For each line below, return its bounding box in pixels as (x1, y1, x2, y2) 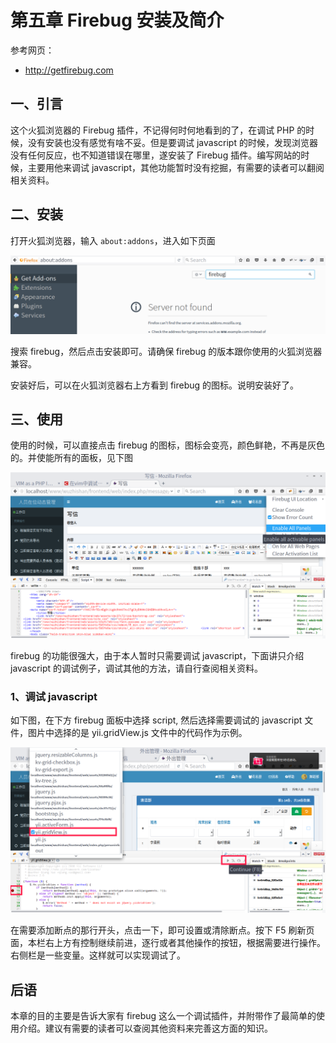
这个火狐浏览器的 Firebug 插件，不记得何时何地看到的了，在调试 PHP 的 (10, 124, 307, 136)
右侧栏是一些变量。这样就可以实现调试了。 (10, 949, 186, 961)
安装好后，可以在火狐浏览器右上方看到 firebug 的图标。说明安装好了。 (10, 379, 300, 391)
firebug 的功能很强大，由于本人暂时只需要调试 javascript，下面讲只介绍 (10, 649, 305, 661)
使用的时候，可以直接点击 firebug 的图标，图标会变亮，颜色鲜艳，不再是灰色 (10, 439, 326, 451)
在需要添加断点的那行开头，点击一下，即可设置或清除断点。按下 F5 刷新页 (10, 924, 315, 936)
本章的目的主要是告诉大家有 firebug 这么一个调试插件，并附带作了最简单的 (10, 1010, 317, 1022)
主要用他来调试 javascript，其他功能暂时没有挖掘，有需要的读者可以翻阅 (27, 161, 325, 173)
